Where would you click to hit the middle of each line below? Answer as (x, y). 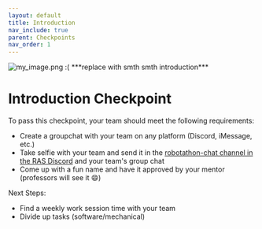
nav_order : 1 (30, 45)
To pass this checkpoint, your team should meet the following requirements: (131, 121)
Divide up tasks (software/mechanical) (82, 216)
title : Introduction (42, 23)
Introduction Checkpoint (90, 99)
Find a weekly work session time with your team (97, 209)
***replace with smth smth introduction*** (140, 67)
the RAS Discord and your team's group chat (92, 161)
